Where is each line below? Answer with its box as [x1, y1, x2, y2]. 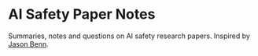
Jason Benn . [8, 39, 49, 48]
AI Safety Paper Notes [8, 5, 156, 23]
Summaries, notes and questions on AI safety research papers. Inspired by [8, 31, 250, 40]
